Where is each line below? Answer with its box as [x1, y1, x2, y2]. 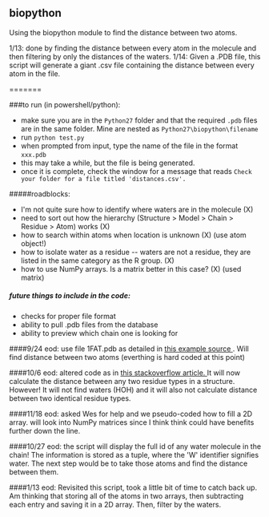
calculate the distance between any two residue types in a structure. [9, 376, 235, 386]
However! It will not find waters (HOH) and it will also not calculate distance [9, 385, 258, 394]
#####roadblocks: [9, 188, 70, 199]
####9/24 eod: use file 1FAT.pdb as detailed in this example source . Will [9, 344, 249, 353]
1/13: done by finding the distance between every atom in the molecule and [9, 43, 257, 53]
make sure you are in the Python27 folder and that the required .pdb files [20, 115, 258, 125]
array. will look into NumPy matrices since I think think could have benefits [9, 417, 255, 427]
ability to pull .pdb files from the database [20, 320, 159, 329]
